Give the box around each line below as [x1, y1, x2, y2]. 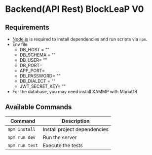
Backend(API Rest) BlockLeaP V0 [5, 3, 144, 15]
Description [61, 117, 90, 124]
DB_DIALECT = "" [19, 78, 56, 84]
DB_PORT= [19, 63, 43, 68]
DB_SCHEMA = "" [19, 52, 56, 58]
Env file [12, 41, 28, 47]
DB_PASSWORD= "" [19, 73, 61, 78]
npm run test [7, 142, 38, 148]
